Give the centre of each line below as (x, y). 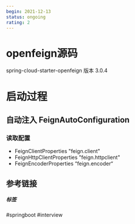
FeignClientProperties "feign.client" (58, 151)
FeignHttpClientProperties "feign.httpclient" (67, 157)
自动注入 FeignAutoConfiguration (68, 120)
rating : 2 (18, 22)
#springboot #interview (34, 215)
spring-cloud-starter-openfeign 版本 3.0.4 (57, 70)
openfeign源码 (42, 53)
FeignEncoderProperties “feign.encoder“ (64, 164)
